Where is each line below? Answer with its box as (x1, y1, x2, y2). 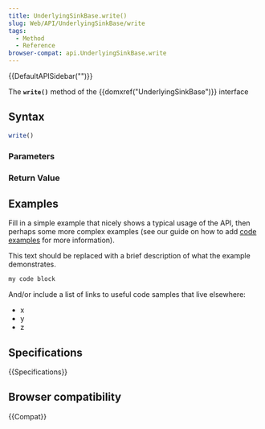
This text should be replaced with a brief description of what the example (8, 251, 251, 261)
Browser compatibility (8, 390, 122, 404)
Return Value (8, 172, 60, 184)
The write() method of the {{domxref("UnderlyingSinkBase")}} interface (8, 87, 249, 97)
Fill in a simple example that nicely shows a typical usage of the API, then (8, 218, 251, 228)
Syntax (8, 110, 45, 124)
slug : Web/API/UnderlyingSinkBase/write (8, 19, 146, 27)
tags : (8, 27, 26, 35)
